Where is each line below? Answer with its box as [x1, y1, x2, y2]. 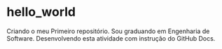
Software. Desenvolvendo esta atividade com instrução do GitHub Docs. [6, 34, 216, 42]
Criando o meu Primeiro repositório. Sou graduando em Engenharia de [6, 27, 210, 35]
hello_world [6, 4, 76, 20]
